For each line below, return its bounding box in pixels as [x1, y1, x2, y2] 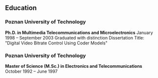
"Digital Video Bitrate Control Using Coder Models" [5, 40, 108, 46]
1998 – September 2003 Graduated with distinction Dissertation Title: [5, 35, 144, 40]
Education [5, 4, 37, 12]
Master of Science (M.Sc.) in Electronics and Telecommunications [5, 63, 143, 69]
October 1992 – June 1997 [5, 68, 58, 74]
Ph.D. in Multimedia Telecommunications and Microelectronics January [5, 29, 153, 36]
